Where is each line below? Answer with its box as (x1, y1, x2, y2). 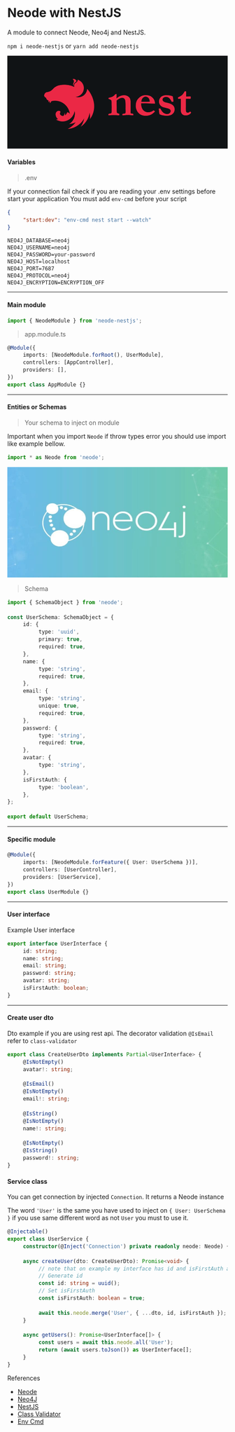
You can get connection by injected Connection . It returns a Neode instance (7, 1193, 225, 1201)
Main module (7, 301, 47, 309)
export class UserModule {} (7, 888, 90, 895)
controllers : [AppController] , (22, 359, 114, 366)
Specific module (7, 835, 56, 843)
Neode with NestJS (7, 5, 122, 21)
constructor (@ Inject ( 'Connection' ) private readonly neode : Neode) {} (22, 1243, 233, 1250)
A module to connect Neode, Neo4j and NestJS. (7, 28, 146, 36)
